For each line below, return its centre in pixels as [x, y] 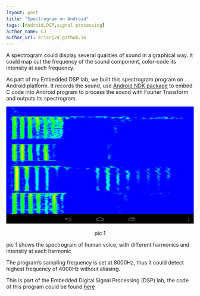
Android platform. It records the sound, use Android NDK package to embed [99, 86]
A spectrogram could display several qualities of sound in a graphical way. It [100, 55]
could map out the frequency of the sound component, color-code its [91, 62]
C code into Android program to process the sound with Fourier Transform [97, 92]
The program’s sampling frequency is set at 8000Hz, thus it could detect [95, 263]
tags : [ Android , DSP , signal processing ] [56, 25]
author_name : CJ [26, 32]
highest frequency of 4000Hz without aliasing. [63, 269]
